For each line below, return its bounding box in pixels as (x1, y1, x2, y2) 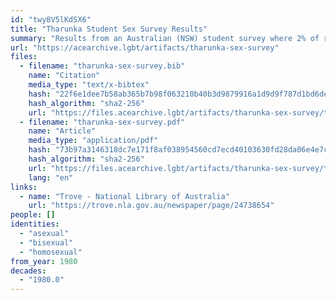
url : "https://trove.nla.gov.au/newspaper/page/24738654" (28, 201, 275, 211)
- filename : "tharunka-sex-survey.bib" (19, 61, 186, 71)
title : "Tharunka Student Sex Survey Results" (10, 24, 208, 34)
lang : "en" (28, 172, 74, 183)
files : (10, 52, 38, 62)
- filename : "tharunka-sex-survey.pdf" (19, 117, 186, 127)
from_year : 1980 (10, 256, 78, 266)
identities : (10, 219, 60, 230)
